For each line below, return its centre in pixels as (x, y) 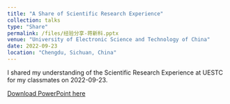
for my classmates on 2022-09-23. (58, 80)
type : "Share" (28, 27)
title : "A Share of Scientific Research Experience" (85, 14)
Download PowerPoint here (46, 93)
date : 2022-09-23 (32, 46)
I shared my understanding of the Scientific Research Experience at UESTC (115, 72)
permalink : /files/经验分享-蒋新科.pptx (63, 33)
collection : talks (34, 20)
